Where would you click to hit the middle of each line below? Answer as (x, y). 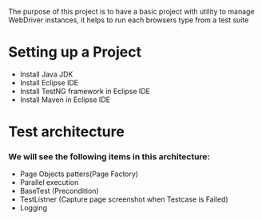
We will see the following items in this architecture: (109, 157)
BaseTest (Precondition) (59, 191)
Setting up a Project (75, 52)
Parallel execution (49, 183)
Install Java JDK (46, 74)
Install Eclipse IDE (49, 82)
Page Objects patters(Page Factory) (79, 174)
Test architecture (67, 132)
